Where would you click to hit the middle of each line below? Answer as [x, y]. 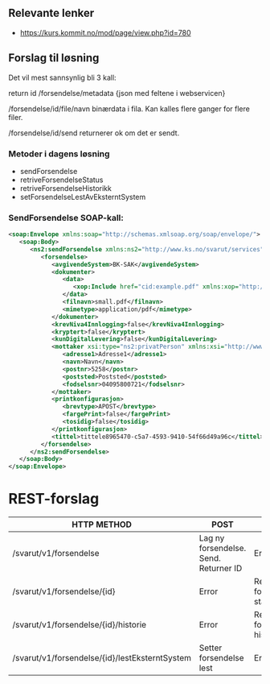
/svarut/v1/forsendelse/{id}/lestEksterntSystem [102, 658]
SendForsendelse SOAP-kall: [66, 218]
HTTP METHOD [102, 524]
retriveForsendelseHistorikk [66, 188]
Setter [211, 648]
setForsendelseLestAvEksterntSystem [83, 197]
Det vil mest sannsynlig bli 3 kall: [62, 77]
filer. [16, 117]
